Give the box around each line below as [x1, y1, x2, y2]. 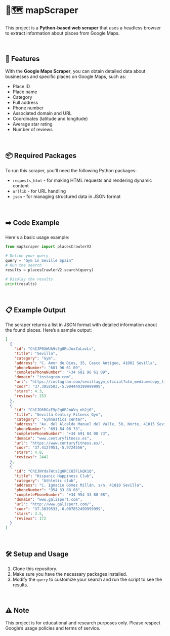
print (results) [5, 281, 37, 287]
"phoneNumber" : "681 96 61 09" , [14, 365, 82, 370]
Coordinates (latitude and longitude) [12, 115, 88, 122]
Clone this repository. [12, 566, 58, 572]
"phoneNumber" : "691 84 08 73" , [14, 426, 82, 431]
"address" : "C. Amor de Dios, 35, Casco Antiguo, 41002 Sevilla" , [14, 361, 157, 366]
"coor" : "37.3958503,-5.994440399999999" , [14, 384, 105, 389]
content [12, 182, 29, 188]
